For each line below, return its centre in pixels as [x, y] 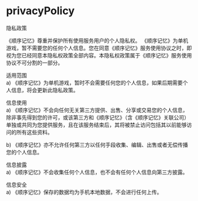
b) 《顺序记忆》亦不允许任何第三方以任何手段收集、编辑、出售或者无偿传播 [97, 145]
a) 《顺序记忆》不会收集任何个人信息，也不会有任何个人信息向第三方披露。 [97, 172]
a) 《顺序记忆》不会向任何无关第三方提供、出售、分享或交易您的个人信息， [97, 110]
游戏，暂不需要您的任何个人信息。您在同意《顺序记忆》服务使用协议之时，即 [99, 48]
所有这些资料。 [34, 132]
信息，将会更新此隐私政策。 [44, 90]
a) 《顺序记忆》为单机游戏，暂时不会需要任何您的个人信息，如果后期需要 [94, 82]
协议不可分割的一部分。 [34, 63]
